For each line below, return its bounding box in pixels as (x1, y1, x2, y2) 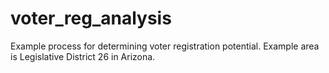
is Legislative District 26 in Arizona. (10, 50, 156, 62)
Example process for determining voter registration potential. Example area (10, 40, 320, 52)
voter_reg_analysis (10, 7, 172, 30)
